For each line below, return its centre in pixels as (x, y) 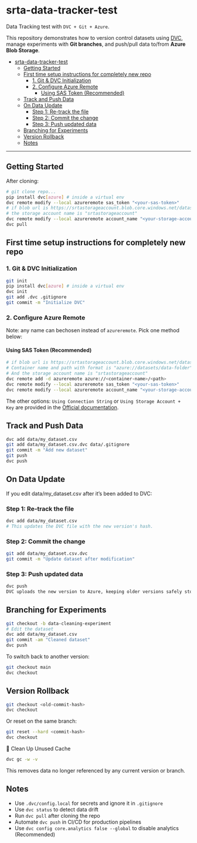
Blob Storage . (23, 50)
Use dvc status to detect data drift (56, 809)
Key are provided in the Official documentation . (62, 407)
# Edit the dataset (30, 629)
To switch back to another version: (48, 657)
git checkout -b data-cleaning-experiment (59, 623)
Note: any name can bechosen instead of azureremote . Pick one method (93, 331)
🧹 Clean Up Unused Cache (38, 748)
